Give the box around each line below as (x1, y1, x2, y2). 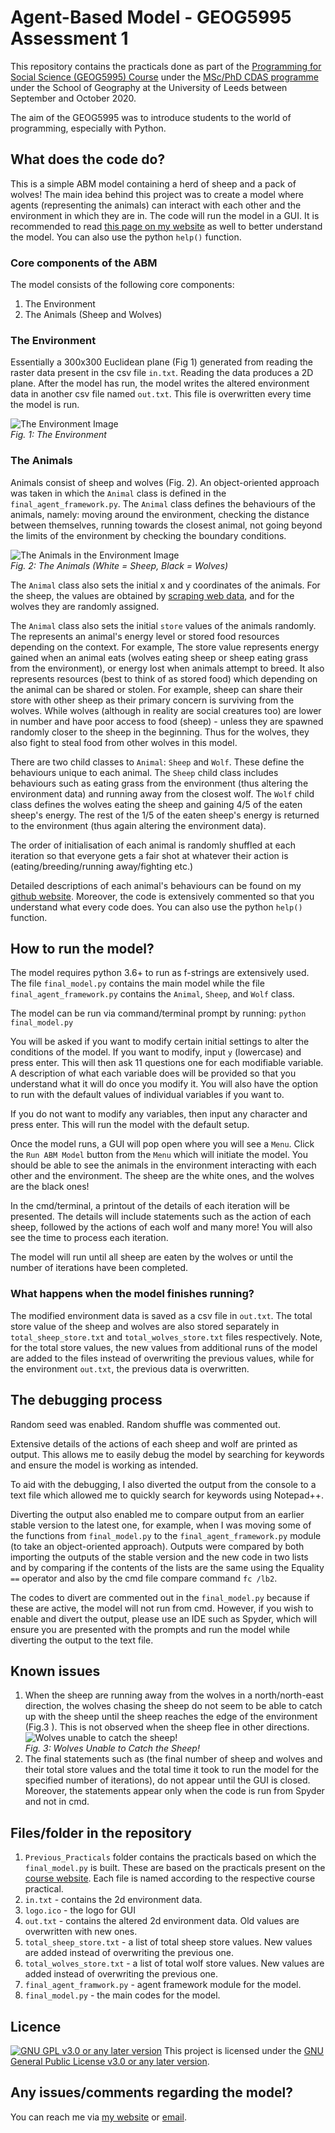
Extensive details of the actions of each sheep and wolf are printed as (10, 1437, 298, 1450)
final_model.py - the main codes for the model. (24, 1989, 221, 2001)
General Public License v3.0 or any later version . (10, 2056, 210, 2067)
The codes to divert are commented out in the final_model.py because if (10, 1591, 310, 1603)
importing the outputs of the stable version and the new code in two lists (10, 1551, 309, 1563)
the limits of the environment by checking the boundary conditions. (10, 529, 287, 541)
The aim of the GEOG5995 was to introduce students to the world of (10, 111, 292, 123)
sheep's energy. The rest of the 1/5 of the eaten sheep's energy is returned (10, 809, 320, 821)
